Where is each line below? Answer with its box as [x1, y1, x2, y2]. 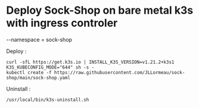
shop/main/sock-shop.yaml [6, 75, 70, 81]
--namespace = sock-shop [6, 36, 73, 43]
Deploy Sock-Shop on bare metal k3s [6, 4, 194, 17]
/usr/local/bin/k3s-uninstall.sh [6, 97, 89, 103]
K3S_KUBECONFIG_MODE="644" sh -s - [6, 64, 95, 70]
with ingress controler [6, 16, 118, 30]
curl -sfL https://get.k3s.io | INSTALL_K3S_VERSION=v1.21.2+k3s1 [6, 59, 175, 65]
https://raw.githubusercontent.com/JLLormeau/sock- [54, 69, 185, 75]
